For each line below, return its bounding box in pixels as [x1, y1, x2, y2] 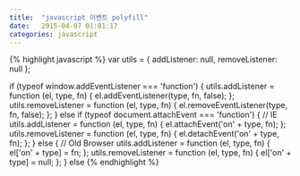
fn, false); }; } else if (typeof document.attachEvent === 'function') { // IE [9, 109, 278, 121]
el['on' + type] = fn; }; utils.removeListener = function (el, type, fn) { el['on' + [9, 147, 292, 158]
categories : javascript [9, 29, 99, 38]
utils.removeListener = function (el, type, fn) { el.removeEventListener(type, [9, 100, 288, 111]
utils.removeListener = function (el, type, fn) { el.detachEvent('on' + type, [9, 129, 279, 139]
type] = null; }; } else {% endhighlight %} [9, 157, 159, 168]
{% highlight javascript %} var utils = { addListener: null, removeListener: [9, 54, 278, 65]
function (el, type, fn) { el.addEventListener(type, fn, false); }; [9, 90, 236, 101]
